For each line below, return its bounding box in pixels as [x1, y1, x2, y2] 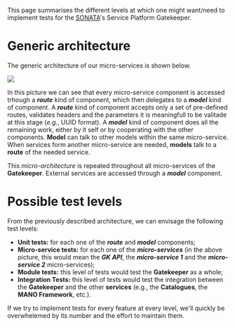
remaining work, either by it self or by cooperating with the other [7, 125, 194, 134]
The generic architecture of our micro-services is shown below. [7, 61, 192, 70]
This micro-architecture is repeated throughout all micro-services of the [7, 161, 216, 169]
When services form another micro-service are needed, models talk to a [7, 140, 217, 148]
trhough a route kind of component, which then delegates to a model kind [7, 95, 222, 104]
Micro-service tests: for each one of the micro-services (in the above [17, 245, 222, 254]
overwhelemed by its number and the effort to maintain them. [7, 311, 184, 319]
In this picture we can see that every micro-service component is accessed [7, 88, 225, 96]
